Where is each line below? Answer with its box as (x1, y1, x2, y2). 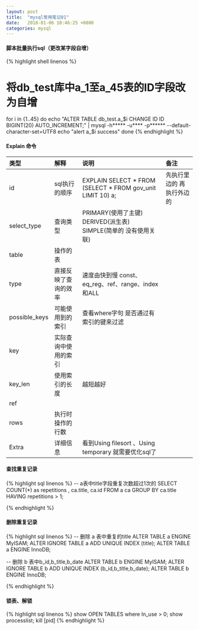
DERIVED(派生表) (82, 218, 130, 226)
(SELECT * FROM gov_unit (82, 184, 156, 192)
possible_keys (9, 313, 49, 321)
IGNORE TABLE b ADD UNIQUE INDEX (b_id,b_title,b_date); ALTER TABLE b (6, 565, 190, 572)
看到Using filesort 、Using (82, 439, 155, 447)
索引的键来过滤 (82, 317, 124, 326)
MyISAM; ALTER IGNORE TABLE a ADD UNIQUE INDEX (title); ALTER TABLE (6, 540, 191, 547)
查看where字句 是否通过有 (82, 308, 155, 317)
